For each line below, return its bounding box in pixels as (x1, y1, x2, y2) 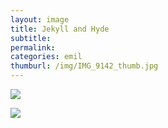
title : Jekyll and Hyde (10, 24, 110, 34)
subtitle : (10, 33, 52, 43)
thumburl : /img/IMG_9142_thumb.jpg (10, 61, 159, 71)
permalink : (10, 42, 56, 53)
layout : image (10, 14, 70, 25)
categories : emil (10, 52, 83, 62)
